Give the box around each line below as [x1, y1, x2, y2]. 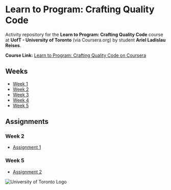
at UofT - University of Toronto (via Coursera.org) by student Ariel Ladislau [5, 37, 166, 43]
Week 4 [12, 97, 29, 103]
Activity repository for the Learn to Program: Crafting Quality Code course [5, 31, 163, 37]
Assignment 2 [12, 168, 42, 175]
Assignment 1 [12, 144, 41, 151]
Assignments [5, 117, 49, 126]
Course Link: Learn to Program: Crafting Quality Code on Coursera [5, 52, 146, 58]
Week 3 [12, 91, 29, 98]
